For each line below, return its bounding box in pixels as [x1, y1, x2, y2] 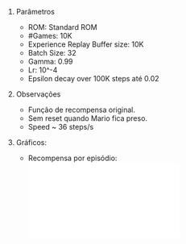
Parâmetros [15, 7, 55, 16]
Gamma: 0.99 [27, 56, 74, 66]
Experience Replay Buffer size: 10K [27, 39, 144, 49]
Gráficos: [15, 138, 47, 147]
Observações [15, 89, 61, 99]
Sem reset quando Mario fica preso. [27, 114, 147, 123]
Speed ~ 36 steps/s [27, 122, 94, 131]
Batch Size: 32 [27, 48, 76, 57]
